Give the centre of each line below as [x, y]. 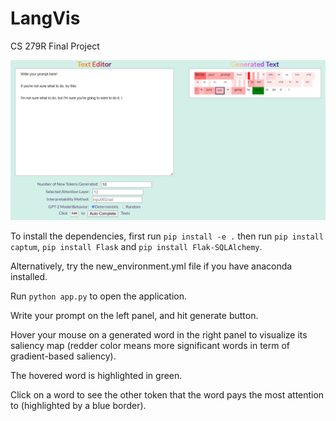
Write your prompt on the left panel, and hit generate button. [134, 315]
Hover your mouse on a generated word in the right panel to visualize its [159, 334]
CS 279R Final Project [55, 46]
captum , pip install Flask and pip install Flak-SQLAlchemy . [136, 246]
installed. [29, 276]
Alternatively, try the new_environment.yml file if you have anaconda [151, 266]
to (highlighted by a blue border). [78, 405]
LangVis [45, 18]
